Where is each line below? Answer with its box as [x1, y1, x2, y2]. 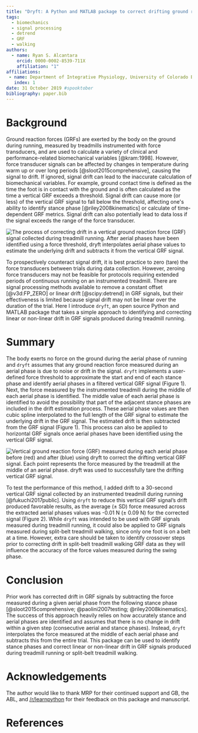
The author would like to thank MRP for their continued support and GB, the [6, 689, 190, 696]
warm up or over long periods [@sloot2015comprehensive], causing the [6, 167, 181, 174]
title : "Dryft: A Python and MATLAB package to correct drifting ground [6, 8, 189, 15]
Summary [6, 335, 55, 349]
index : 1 [14, 80, 35, 86]
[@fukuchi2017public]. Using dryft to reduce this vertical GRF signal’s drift [6, 496, 187, 503]
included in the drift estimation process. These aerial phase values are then [6, 404, 189, 412]
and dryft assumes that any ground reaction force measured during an [6, 361, 179, 368]
